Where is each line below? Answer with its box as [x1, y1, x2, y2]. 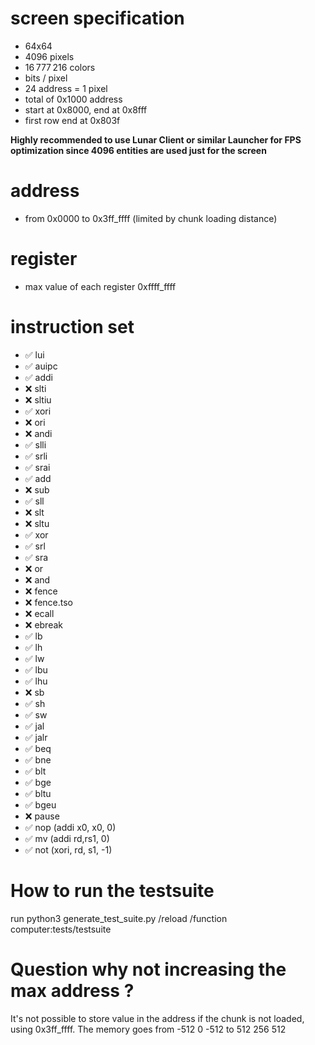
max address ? [10, 979, 135, 1002]
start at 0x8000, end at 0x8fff [24, 103, 148, 116]
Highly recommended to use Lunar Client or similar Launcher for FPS [10, 133, 302, 146]
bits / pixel [24, 72, 68, 84]
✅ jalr [24, 731, 48, 743]
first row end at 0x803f [24, 114, 121, 126]
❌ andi [24, 427, 53, 439]
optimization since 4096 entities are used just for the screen [10, 144, 267, 156]
